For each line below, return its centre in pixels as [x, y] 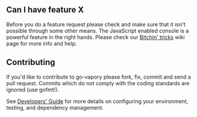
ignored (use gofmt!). [33, 89]
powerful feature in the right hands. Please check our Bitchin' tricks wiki [95, 37]
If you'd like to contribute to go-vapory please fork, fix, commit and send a [98, 77]
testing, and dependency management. [55, 107]
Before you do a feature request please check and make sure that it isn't [96, 24]
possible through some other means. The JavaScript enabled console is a [98, 31]
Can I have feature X [45, 10]
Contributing [31, 62]
